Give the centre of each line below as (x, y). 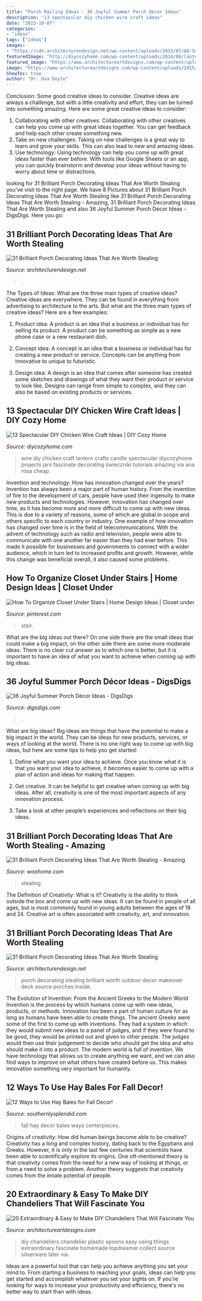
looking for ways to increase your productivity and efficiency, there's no (95, 1285)
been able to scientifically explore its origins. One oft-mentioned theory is (97, 1156)
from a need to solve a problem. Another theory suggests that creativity (95, 1169)
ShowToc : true (24, 73)
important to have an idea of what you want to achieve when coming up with (101, 656)
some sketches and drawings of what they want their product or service (104, 379)
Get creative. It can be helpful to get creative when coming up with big (102, 786)
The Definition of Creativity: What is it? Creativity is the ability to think (92, 895)
